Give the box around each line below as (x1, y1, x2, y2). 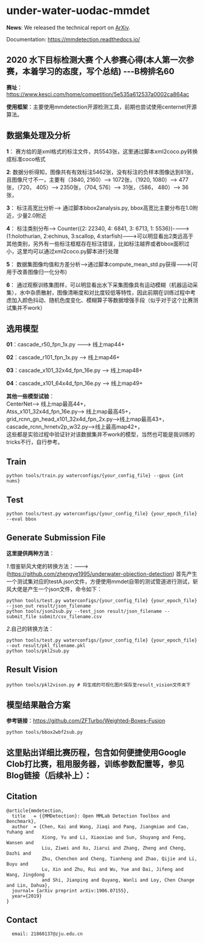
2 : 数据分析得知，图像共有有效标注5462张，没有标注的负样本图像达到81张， (6, 168, 197, 176)
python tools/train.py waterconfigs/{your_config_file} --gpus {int (6, 473, 184, 479)
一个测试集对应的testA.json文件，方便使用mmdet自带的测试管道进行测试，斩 (6, 578, 199, 585)
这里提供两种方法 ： (6, 550, 55, 557)
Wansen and (6, 839, 34, 845)
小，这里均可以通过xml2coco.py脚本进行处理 (6, 248, 119, 255)
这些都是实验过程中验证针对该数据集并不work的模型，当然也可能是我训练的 (6, 431, 195, 438)
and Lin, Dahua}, (6, 882, 51, 888)
